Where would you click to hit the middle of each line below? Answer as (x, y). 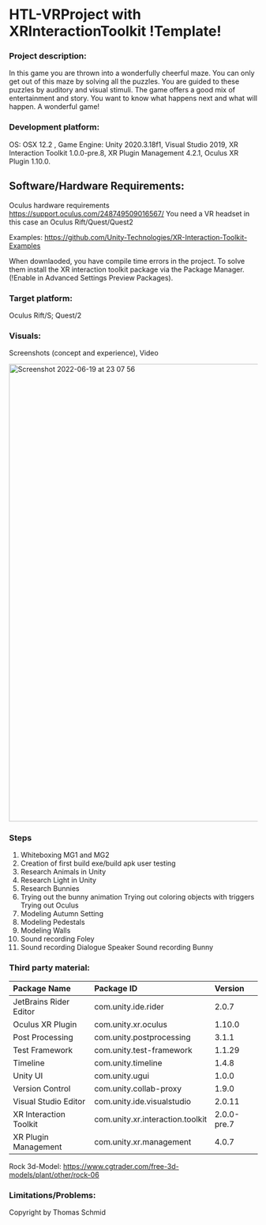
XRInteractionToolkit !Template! (115, 31)
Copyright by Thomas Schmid (57, 1212)
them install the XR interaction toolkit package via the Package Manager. (127, 269)
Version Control (42, 1088)
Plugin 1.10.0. (30, 161)
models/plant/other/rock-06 (54, 1174)
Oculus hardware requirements (59, 205)
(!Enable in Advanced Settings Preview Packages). (91, 277)
